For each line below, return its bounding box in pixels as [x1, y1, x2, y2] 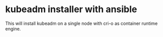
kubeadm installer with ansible [5, 4, 138, 15]
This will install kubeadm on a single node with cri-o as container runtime [5, 20, 158, 26]
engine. [5, 25, 21, 31]
